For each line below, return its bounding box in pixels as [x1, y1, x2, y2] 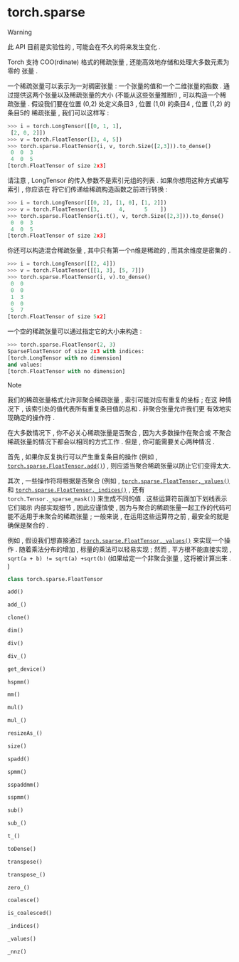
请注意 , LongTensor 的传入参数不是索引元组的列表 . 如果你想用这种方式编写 [7, 176, 229, 185]
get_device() [7, 665, 46, 673]
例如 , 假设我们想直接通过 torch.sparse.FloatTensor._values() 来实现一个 [7, 535, 225, 545]
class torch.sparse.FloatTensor [7, 575, 103, 582]
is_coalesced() [7, 909, 53, 917]
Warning [7, 28, 32, 36]
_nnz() [7, 948, 27, 955]
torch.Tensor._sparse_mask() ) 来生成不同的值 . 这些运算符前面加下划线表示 [7, 494, 228, 503]
